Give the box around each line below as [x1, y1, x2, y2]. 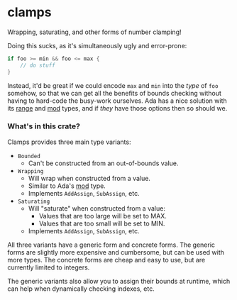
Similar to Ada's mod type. [28, 182, 106, 190]
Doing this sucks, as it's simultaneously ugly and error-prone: [7, 41, 187, 50]
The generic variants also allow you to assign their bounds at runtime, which [7, 277, 231, 285]
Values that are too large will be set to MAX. [38, 211, 167, 220]
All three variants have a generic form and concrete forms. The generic [7, 240, 215, 249]
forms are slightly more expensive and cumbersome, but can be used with [7, 248, 225, 256]
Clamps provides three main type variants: [7, 138, 131, 146]
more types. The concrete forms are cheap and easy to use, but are [7, 255, 206, 264]
